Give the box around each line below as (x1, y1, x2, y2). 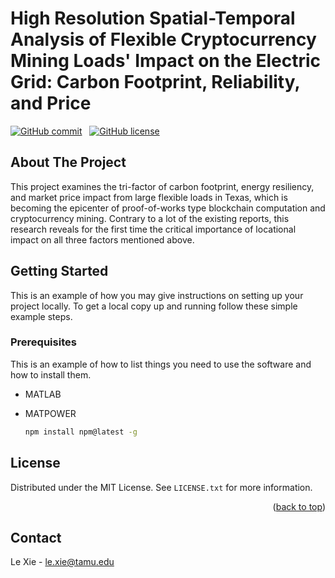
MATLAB (24, 388, 62, 400)
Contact (10, 529, 62, 546)
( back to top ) (272, 500, 326, 512)
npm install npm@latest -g (24, 427, 138, 437)
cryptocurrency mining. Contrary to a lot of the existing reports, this (10, 212, 290, 224)
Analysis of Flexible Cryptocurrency (10, 28, 317, 51)
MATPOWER (24, 407, 77, 419)
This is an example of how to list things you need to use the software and (10, 358, 312, 370)
